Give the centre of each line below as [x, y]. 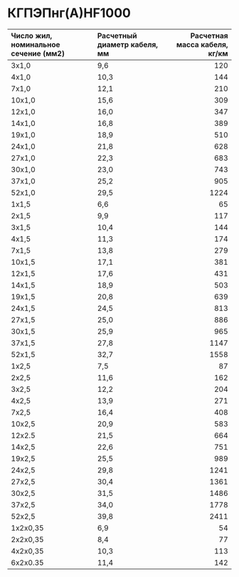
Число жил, [32, 36]
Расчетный [117, 36]
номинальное [36, 44]
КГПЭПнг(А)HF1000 [69, 13]
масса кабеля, [202, 44]
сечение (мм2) [38, 53]
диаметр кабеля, [128, 44]
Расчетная [209, 36]
